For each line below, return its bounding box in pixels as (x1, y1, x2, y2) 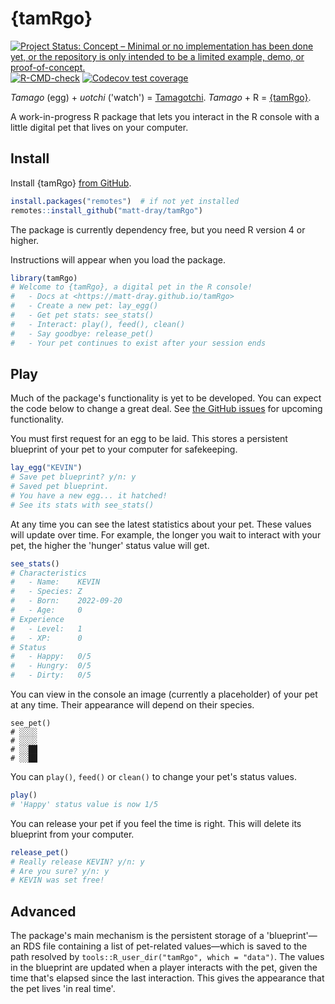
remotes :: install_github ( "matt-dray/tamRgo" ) (10, 205, 203, 216)
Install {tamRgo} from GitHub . (10, 177, 132, 189)
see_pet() (10, 718, 52, 729)
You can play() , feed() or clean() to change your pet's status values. (10, 771, 297, 783)
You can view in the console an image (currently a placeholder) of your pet (10, 688, 318, 701)
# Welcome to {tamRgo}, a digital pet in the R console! (10, 282, 253, 292)
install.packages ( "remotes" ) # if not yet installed (10, 196, 240, 206)
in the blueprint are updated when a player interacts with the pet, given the (10, 962, 318, 974)
